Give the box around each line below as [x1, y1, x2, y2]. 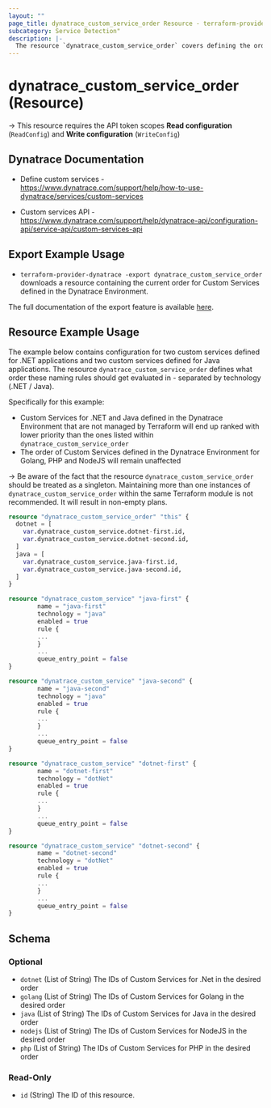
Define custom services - [19, 174, 105, 184]
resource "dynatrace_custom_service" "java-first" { [8, 595, 190, 603]
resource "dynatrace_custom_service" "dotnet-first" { [8, 759, 197, 768]
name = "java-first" [37, 603, 106, 611]
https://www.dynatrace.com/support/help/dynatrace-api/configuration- [19, 215, 258, 225]
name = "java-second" [37, 684, 110, 692]
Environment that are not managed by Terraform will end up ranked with [19, 421, 260, 431]
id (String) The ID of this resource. [19, 1090, 135, 1100]
